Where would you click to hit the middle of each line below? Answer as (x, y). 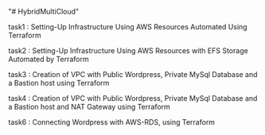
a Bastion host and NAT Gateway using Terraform (90, 107)
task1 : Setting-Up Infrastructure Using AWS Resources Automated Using (128, 27)
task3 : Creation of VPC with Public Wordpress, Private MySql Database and (133, 74)
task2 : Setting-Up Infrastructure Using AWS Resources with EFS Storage (128, 50)
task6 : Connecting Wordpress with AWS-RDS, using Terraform (112, 122)
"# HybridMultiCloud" (44, 12)
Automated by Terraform (49, 59)
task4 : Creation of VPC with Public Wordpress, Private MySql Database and (133, 98)
